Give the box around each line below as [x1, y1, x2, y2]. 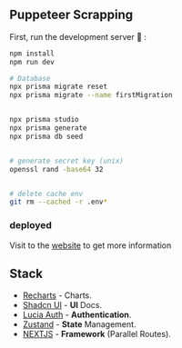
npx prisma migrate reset [9, 82, 107, 92]
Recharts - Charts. [22, 290, 93, 301]
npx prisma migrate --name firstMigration [9, 91, 173, 100]
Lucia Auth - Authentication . [22, 309, 132, 321]
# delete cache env [9, 189, 84, 198]
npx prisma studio [9, 115, 79, 124]
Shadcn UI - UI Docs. [22, 300, 103, 311]
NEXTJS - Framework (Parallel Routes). [22, 329, 171, 340]
